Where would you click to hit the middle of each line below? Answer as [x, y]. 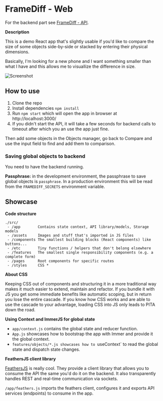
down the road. [20, 310]
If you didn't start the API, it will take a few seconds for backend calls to [84, 123]
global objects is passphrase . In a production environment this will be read [79, 181]
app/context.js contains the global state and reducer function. [75, 328]
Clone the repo [27, 103]
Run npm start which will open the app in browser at [64, 113]
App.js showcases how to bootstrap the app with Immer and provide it [82, 334]
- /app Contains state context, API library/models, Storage [78, 227]
